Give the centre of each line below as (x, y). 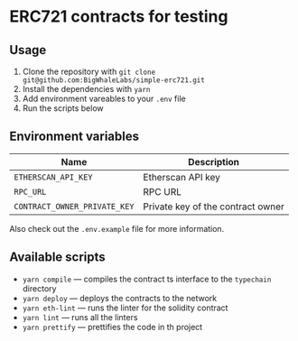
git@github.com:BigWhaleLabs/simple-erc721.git (113, 80)
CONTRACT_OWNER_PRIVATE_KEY (74, 206)
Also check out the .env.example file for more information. (117, 228)
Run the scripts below (63, 108)
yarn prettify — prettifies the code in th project (112, 327)
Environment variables (74, 137)
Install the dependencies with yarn (86, 89)
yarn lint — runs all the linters (80, 317)
